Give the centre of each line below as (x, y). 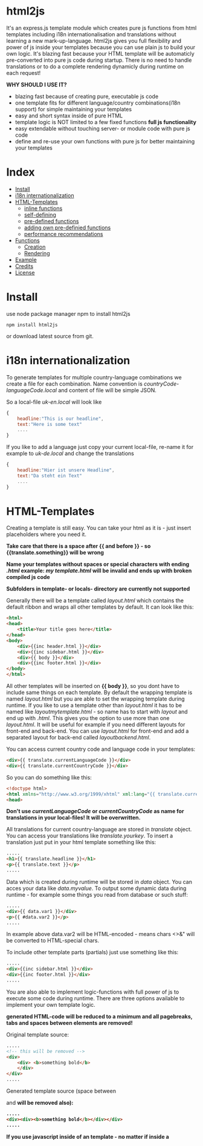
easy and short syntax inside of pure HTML (69, 116)
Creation (35, 247)
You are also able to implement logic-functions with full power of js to (93, 992)
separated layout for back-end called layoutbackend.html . (79, 738)
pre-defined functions (51, 221)
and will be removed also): (40, 1103)
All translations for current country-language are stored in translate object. (99, 830)
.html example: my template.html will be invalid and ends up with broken (99, 571)
